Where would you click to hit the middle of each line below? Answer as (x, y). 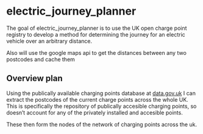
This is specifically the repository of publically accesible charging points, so (101, 106)
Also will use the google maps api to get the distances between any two (97, 52)
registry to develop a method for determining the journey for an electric (96, 34)
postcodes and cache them (41, 59)
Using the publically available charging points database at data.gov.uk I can (101, 93)
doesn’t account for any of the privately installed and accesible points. (94, 112)
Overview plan (34, 78)
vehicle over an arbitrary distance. (49, 41)
